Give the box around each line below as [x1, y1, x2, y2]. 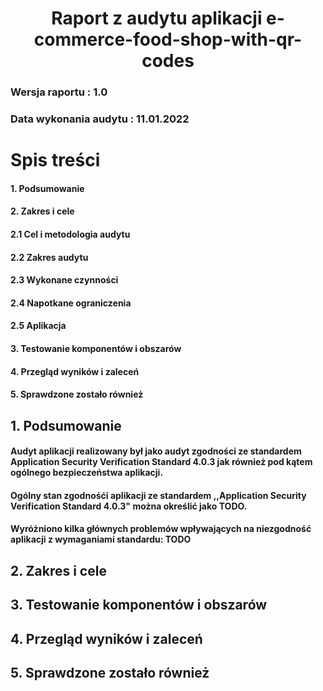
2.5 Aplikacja [10, 320, 67, 332]
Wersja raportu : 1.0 [10, 85, 108, 99]
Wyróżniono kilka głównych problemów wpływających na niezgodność [10, 523, 312, 535]
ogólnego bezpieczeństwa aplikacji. [10, 467, 164, 479]
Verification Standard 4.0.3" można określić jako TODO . [10, 500, 248, 512]
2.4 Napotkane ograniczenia [10, 297, 132, 309]
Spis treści [10, 149, 101, 172]
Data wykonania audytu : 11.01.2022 [10, 112, 190, 126]
